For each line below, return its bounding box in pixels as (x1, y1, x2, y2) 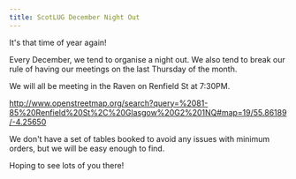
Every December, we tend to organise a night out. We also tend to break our (9, 54, 285, 64)
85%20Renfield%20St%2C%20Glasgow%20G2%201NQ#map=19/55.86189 (9, 107, 287, 117)
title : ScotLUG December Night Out (9, 12, 140, 22)
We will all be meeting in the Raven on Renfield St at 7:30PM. (9, 80, 231, 91)
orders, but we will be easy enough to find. (9, 143, 165, 153)
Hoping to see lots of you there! (9, 160, 125, 170)
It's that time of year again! (9, 37, 108, 48)
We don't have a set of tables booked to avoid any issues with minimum (9, 133, 270, 144)
